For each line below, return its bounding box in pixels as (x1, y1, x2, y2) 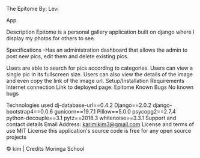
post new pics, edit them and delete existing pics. (6, 53, 129, 59)
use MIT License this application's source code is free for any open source (6, 127, 192, 134)
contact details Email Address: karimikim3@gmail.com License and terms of (6, 121, 194, 128)
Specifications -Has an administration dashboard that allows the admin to (6, 46, 188, 53)
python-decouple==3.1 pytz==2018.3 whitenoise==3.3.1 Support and (6, 114, 177, 121)
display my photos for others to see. (6, 35, 95, 41)
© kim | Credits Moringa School (6, 145, 85, 152)
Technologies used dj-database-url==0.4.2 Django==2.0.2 (6, 102, 152, 109)
